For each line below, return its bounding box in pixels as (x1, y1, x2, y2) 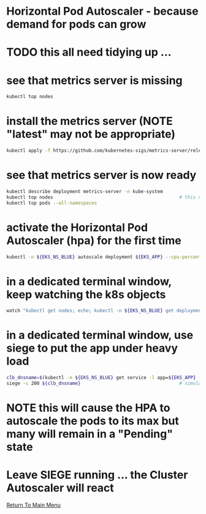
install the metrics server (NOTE (6, 115, 174, 128)
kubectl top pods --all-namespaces (6, 200, 97, 206)
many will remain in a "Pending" (6, 427, 174, 441)
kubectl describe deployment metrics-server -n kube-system (6, 188, 164, 194)
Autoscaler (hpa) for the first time (6, 233, 182, 248)
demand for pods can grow (6, 17, 147, 31)
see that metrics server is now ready (6, 168, 197, 182)
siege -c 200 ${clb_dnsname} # (6, 380, 183, 387)
